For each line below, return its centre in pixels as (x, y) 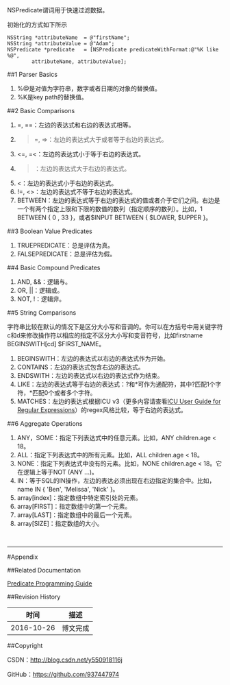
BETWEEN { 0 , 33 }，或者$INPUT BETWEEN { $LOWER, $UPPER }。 (114, 217)
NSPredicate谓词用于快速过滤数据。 (58, 10)
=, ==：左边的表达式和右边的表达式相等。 (76, 125)
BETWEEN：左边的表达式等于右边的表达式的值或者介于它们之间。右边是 (118, 200)
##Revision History (34, 597)
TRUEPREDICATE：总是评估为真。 (65, 245)
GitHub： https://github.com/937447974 (63, 674)
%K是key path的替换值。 (52, 97)
